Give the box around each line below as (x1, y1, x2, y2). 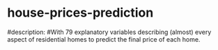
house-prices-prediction (7, 5, 154, 21)
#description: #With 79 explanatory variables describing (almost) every (7, 28, 212, 36)
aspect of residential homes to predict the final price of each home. (7, 35, 201, 43)
